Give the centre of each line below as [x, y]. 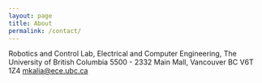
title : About [30, 23]
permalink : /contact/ [45, 31]
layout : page [30, 16]
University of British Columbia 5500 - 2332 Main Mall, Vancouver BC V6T [131, 62]
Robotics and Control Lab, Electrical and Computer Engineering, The [122, 54]
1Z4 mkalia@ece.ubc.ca [48, 71]
